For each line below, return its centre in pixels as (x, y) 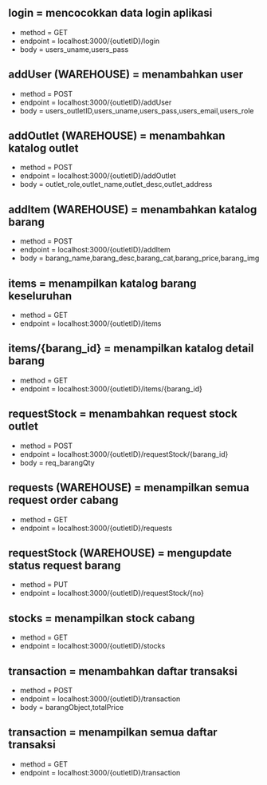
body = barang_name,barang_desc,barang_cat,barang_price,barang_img (139, 258)
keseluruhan (40, 296)
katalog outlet (43, 148)
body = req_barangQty (57, 462)
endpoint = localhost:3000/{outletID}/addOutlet (98, 176)
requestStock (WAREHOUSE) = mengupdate (120, 553)
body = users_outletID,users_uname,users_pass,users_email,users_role (137, 110)
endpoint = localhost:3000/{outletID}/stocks (92, 646)
